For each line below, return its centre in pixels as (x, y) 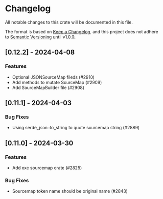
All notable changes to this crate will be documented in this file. (69, 22)
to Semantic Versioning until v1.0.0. (40, 37)
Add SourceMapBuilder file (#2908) (48, 87)
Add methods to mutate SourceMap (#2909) (57, 82)
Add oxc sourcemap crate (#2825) (47, 168)
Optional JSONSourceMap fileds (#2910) (53, 77)
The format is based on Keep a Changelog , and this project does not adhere (81, 31)
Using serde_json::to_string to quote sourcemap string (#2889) (76, 128)
